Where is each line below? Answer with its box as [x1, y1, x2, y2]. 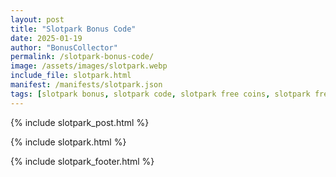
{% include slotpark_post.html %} [10, 116, 150, 128]
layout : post [10, 14, 65, 25]
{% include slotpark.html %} [10, 136, 127, 148]
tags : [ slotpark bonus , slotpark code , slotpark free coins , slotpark [10, 89, 311, 99]
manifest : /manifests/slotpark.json [10, 80, 163, 90]
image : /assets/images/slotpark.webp [10, 61, 168, 71]
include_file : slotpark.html [10, 71, 132, 81]
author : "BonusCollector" [10, 42, 118, 53]
